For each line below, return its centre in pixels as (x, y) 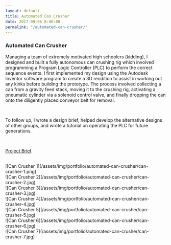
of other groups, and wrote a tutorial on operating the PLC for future (77, 125)
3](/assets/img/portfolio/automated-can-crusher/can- (93, 188)
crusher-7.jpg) (20, 237)
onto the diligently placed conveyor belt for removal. (60, 100)
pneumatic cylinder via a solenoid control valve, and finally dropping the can (86, 95)
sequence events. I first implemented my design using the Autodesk (77, 73)
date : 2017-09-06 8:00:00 (33, 21)
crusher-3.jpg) (20, 193)
